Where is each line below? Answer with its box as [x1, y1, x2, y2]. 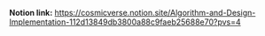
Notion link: [9, 8, 53, 18]
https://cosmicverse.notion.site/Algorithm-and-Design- [54, 8, 256, 18]
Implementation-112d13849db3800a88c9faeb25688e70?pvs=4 [9, 17, 241, 27]
